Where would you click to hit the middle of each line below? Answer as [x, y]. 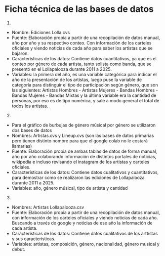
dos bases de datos [32, 130]
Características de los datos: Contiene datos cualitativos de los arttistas [85, 233]
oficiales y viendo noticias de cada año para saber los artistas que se [82, 48]
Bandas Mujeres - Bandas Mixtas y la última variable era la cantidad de [84, 95]
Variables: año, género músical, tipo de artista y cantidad [70, 188]
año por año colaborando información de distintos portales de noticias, [84, 156]
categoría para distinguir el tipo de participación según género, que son [85, 85]
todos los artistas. [30, 106]
